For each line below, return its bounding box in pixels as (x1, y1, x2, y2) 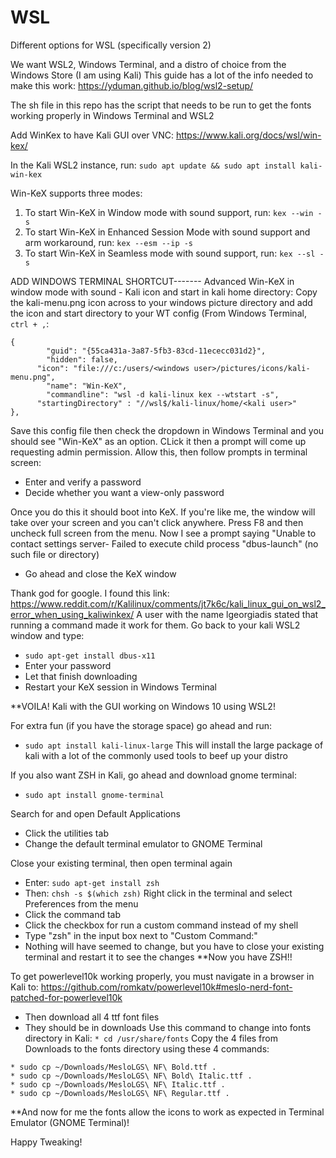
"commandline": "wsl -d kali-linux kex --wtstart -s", (46, 389, 280, 400)
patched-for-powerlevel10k (10, 991, 123, 1003)
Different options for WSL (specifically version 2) (10, 39, 212, 51)
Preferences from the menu (24, 897, 139, 910)
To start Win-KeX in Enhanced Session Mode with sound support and (24, 226, 311, 238)
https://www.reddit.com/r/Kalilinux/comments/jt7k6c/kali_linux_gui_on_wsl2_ (10, 597, 326, 610)
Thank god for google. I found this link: (10, 587, 170, 599)
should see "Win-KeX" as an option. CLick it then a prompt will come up (10, 435, 307, 447)
